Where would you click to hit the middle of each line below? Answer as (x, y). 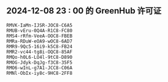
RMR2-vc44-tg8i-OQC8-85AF (39, 52)
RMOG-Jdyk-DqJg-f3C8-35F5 (39, 63)
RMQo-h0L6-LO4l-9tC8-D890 (39, 57)
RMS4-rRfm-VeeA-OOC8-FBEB (39, 36)
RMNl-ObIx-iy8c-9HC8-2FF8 (39, 73)
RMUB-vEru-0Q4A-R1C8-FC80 (39, 30)
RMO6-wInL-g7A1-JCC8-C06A (39, 68)
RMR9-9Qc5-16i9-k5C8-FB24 (39, 46)
